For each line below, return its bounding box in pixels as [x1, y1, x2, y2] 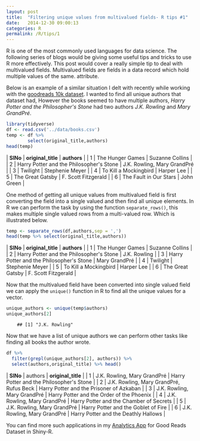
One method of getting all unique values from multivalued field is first [6, 191, 177, 198]
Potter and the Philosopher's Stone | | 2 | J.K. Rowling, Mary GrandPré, [6, 378, 180, 386]
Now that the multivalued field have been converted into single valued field [6, 281, 190, 288]
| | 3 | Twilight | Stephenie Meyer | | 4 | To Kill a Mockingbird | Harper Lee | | [6, 166, 193, 174]
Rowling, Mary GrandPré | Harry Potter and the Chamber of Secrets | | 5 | [6, 397, 186, 405]
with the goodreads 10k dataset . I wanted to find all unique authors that [6, 91, 181, 98]
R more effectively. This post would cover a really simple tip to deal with [6, 60, 183, 67]
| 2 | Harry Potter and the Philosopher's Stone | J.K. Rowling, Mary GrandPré [6, 161, 194, 168]
